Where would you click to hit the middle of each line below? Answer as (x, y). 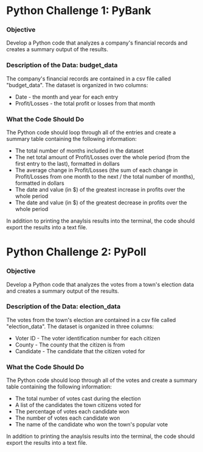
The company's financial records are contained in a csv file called (89, 78)
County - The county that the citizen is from (70, 345)
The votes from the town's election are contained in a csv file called (91, 320)
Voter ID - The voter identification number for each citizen (88, 338)
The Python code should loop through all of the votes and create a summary (102, 380)
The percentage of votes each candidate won (72, 412)
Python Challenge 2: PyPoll (77, 252)
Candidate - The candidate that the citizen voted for (80, 351)
